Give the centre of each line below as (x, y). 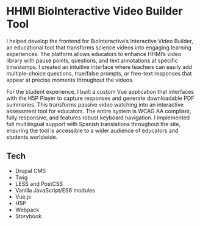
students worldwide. (32, 137)
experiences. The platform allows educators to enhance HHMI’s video (94, 54)
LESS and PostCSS (39, 183)
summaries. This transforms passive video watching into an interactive (95, 104)
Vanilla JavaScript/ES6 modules (55, 190)
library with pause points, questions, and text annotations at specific (92, 60)
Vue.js (23, 197)
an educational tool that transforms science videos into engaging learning (99, 48)
